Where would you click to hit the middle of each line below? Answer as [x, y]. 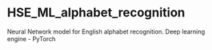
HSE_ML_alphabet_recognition [96, 13]
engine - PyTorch [31, 38]
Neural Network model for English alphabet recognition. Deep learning [106, 32]
